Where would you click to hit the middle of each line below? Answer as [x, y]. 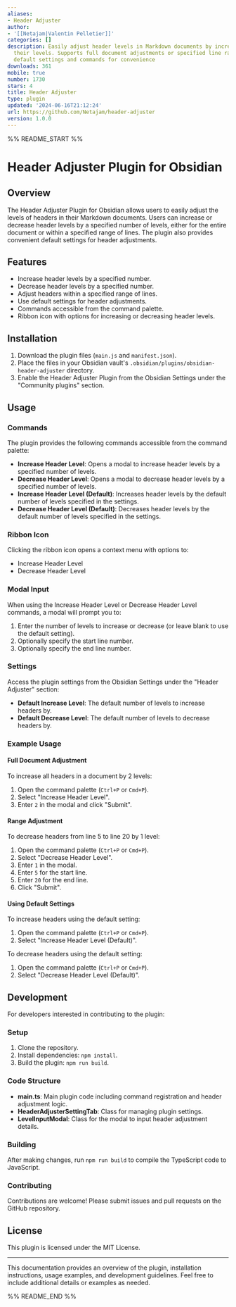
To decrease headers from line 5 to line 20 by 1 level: [84, 837]
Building [22, 1144]
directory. [80, 370]
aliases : [20, 14]
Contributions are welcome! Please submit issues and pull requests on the [114, 1201]
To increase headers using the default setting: [74, 919]
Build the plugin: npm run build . [63, 1063]
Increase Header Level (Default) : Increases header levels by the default [122, 494]
